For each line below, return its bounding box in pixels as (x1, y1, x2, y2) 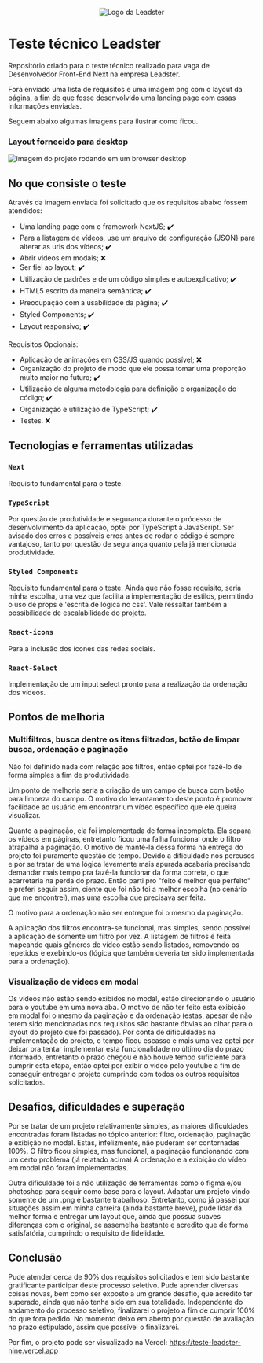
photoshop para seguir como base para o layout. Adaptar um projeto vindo (8, 1186, 250, 1195)
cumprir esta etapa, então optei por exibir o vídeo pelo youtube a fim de (8, 1060, 241, 1070)
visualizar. (8, 810, 41, 820)
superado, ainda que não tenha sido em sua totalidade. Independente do (8, 1297, 243, 1306)
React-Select (8, 663, 58, 672)
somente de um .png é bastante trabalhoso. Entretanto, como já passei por (8, 1195, 250, 1204)
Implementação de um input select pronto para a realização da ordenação (8, 679, 247, 688)
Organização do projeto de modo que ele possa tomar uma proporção (19, 364, 247, 374)
